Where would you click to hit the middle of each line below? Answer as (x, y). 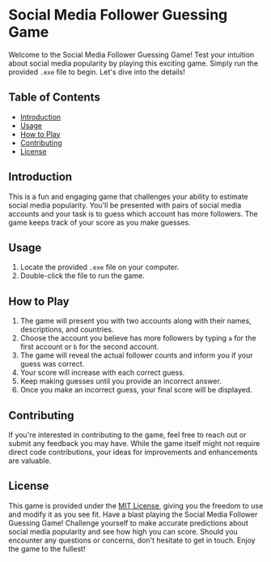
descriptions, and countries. (67, 329)
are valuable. (30, 461)
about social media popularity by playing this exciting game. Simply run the (133, 63)
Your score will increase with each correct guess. (102, 373)
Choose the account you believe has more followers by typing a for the (138, 338)
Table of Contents (55, 98)
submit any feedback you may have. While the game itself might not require (134, 443)
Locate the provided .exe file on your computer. (100, 267)
